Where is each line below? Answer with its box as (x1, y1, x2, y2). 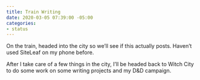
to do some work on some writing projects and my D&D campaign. (6, 67, 172, 75)
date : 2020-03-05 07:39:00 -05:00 (6, 15, 94, 21)
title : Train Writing (6, 8, 61, 15)
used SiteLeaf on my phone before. (6, 49, 94, 56)
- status (6, 25, 28, 32)
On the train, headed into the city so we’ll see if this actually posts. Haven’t (6, 42, 192, 50)
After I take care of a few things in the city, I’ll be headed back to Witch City (6, 61, 195, 68)
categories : (6, 20, 36, 26)
